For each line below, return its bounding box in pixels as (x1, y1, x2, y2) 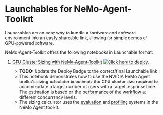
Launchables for (5, 3, 72, 15)
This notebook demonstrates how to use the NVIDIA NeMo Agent (19, 73, 150, 79)
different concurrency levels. (19, 94, 77, 100)
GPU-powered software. (5, 40, 54, 46)
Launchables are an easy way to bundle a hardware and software (5, 30, 136, 35)
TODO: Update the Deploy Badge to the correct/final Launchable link (19, 68, 157, 74)
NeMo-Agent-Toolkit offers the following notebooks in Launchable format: (5, 49, 153, 55)
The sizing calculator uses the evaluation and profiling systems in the (19, 99, 158, 105)
